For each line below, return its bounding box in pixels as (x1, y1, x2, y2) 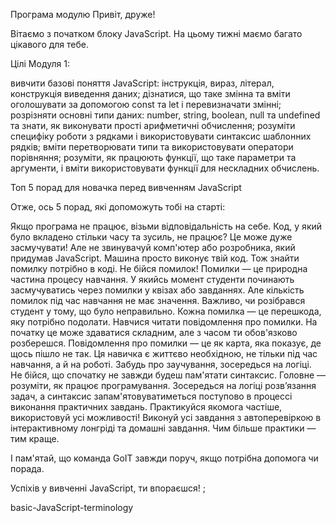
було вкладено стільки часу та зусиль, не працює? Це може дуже (10, 231, 293, 243)
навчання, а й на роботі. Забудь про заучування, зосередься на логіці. (10, 359, 312, 370)
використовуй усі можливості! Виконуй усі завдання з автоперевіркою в (10, 412, 322, 423)
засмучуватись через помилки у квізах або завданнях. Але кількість (10, 284, 305, 296)
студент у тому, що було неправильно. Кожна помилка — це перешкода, (10, 305, 322, 317)
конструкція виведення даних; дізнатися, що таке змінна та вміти (10, 88, 291, 99)
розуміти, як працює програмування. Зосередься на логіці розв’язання (10, 380, 317, 391)
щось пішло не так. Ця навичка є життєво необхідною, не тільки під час (10, 348, 318, 359)
